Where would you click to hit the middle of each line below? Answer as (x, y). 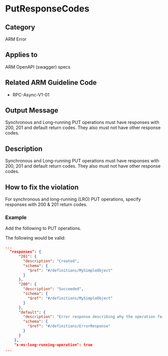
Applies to (21, 55)
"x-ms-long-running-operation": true (53, 345)
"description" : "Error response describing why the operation (89, 317)
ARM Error (16, 39)
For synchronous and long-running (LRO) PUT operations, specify (73, 199)
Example (16, 217)
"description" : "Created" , (51, 261)
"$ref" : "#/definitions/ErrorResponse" (69, 326)
